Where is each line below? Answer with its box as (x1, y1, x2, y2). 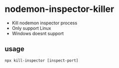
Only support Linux (11, 25, 51, 31)
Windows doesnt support (11, 30, 64, 36)
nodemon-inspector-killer (4, 3, 115, 15)
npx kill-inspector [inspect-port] (4, 58, 79, 63)
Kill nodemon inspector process (11, 20, 78, 26)
